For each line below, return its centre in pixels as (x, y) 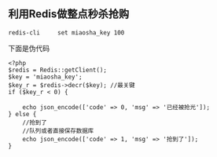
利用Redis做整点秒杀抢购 (69, 14)
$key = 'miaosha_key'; (45, 77)
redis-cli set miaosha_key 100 (66, 33)
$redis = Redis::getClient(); (58, 70)
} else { (22, 114)
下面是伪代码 (29, 48)
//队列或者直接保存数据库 (58, 131)
